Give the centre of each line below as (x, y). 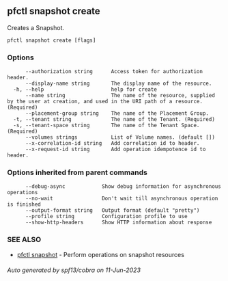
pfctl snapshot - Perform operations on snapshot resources (100, 254)
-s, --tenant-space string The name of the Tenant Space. (106, 126)
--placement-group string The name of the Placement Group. (117, 113)
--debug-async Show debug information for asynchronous (123, 187)
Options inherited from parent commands (77, 172)
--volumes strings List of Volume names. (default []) (120, 137)
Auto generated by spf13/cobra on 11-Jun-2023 (74, 270)
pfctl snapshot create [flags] (52, 40)
